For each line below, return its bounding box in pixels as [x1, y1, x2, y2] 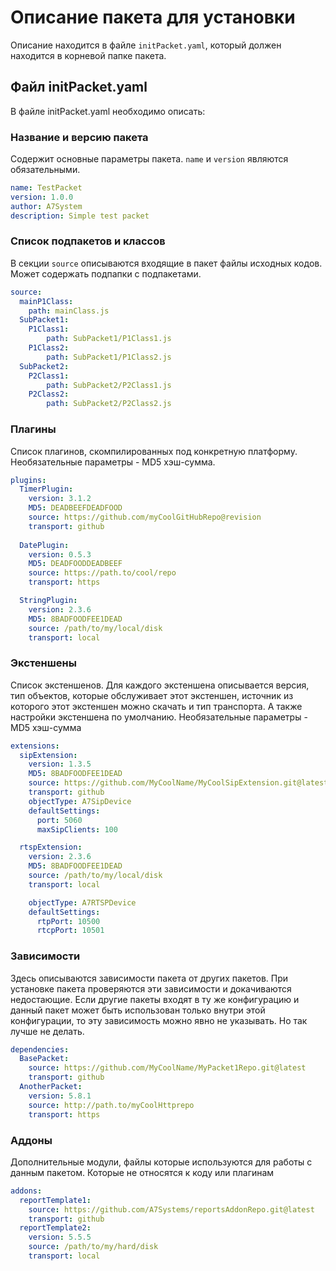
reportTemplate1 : [19, 1195, 92, 1205]
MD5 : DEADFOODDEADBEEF [28, 559, 123, 569]
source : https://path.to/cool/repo [28, 568, 177, 578]
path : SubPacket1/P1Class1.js [46, 334, 172, 344]
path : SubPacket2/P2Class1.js [46, 380, 172, 390]
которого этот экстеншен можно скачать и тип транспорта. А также [10, 700, 303, 712]
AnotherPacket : [19, 1082, 83, 1092]
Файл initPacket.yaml [10, 79, 148, 96]
